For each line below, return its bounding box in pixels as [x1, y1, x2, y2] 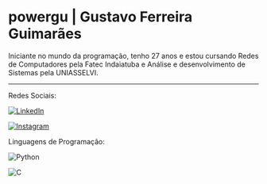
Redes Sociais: [8, 90, 57, 100]
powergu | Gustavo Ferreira [8, 8, 193, 26]
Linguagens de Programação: [8, 136, 105, 146]
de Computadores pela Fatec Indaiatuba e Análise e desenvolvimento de [8, 59, 246, 69]
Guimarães [8, 25, 82, 43]
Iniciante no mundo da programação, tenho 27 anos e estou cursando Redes [8, 51, 259, 60]
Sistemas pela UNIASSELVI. [8, 67, 99, 77]
